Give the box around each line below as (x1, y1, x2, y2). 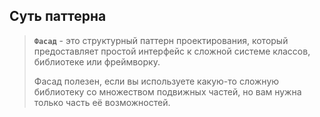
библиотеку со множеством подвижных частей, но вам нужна (33, 85, 302, 98)
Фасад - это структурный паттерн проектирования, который (33, 34, 289, 46)
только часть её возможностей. (33, 96, 171, 108)
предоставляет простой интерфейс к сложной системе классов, (33, 45, 311, 57)
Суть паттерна (9, 8, 107, 25)
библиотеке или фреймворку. (33, 55, 161, 68)
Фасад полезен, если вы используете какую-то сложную (33, 75, 280, 87)
